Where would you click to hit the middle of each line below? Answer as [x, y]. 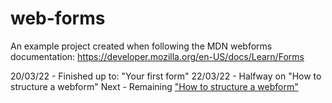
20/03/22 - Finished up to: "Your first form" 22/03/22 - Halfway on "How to [166, 76]
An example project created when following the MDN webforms [141, 46]
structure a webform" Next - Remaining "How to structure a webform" [154, 86]
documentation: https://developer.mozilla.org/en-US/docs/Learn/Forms [157, 56]
